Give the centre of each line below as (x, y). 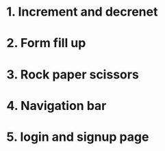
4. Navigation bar (56, 106)
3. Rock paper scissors (73, 74)
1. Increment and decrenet (82, 12)
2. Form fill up (46, 43)
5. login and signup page (78, 137)
